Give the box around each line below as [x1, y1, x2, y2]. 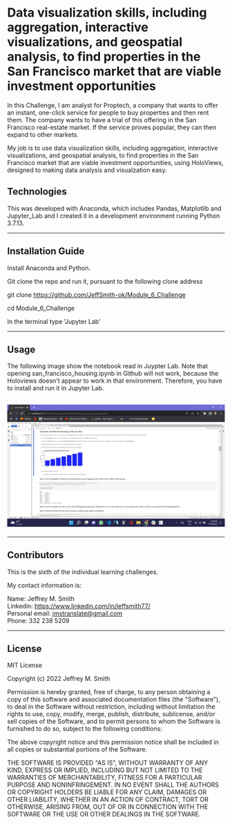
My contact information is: [7, 581, 82, 589]
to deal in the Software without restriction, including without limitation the [7, 702, 215, 711]
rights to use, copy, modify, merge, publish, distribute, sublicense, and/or [7, 710, 215, 718]
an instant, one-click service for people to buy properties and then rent [7, 108, 209, 117]
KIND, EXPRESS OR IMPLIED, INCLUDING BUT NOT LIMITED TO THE [7, 766, 203, 774]
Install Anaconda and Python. [7, 264, 91, 272]
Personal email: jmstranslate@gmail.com [7, 609, 123, 617]
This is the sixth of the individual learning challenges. [7, 568, 159, 576]
